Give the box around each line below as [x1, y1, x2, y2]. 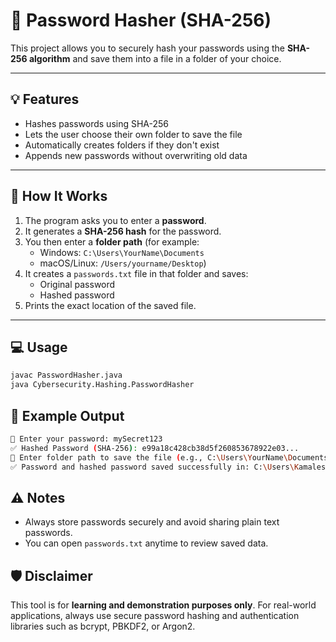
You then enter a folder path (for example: [24, 235, 200, 248]
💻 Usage [10, 339, 68, 356]
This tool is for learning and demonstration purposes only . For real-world [10, 599, 317, 611]
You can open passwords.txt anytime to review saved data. [24, 537, 269, 549]
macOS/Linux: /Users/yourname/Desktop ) [39, 257, 207, 269]
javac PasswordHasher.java [10, 370, 123, 381]
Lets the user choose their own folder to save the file [24, 128, 243, 140]
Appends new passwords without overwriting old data [24, 149, 248, 161]
